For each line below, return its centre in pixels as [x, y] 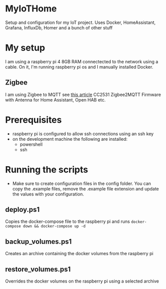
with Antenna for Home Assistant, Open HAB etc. [56, 99]
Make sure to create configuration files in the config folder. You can [82, 183]
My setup [25, 48]
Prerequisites [34, 120]
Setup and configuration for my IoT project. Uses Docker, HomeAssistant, [81, 22]
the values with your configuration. [48, 194]
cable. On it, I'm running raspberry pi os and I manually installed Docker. [79, 67]
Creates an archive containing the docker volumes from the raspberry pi [79, 254]
